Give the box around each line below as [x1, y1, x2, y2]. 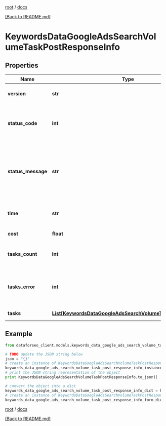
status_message [7, 168, 48, 175]
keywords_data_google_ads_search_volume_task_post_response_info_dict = [5, 388, 158, 393]
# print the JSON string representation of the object [5, 370, 121, 375]
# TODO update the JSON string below [5, 351, 83, 357]
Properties [5, 61, 39, 70]
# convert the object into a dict [5, 384, 77, 388]
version [7, 90, 26, 97]
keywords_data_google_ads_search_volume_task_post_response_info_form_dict [5, 397, 165, 402]
